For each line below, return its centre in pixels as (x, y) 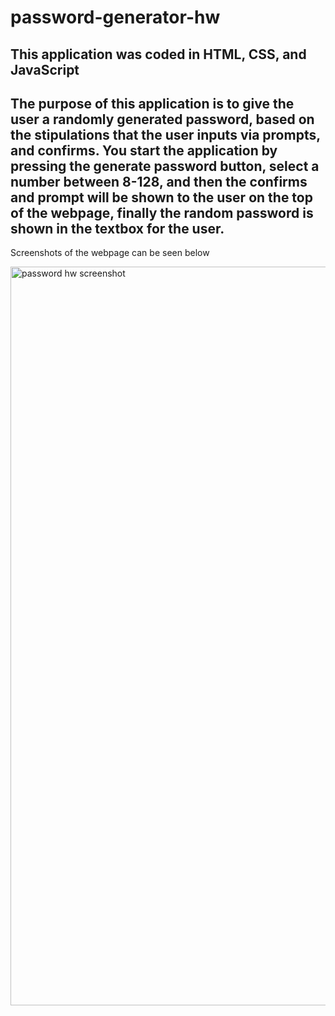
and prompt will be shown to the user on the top (161, 197)
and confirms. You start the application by (144, 150)
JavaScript (45, 69)
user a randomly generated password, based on (162, 119)
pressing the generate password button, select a (165, 166)
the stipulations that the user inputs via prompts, (165, 134)
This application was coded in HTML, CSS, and (158, 54)
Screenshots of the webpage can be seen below (110, 253)
